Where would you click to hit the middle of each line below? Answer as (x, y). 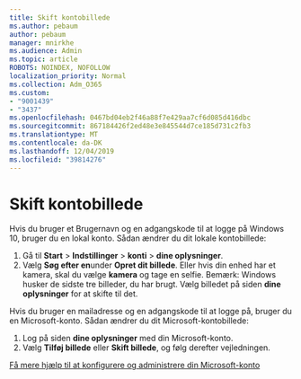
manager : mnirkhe (42, 43)
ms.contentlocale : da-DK (56, 143)
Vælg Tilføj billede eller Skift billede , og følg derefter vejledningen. (146, 348)
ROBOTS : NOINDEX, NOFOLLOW (60, 68)
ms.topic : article (44, 59)
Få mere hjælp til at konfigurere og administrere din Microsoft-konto (135, 366)
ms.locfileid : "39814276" (58, 159)
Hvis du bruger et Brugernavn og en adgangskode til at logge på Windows (147, 229)
